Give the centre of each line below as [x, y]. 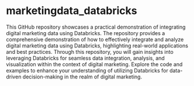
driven [14, 77]
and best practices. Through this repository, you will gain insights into [90, 51]
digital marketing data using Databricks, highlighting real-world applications [97, 46]
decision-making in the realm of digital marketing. [82, 77]
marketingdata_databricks [72, 11]
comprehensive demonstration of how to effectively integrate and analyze [95, 39]
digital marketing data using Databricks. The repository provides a [86, 33]
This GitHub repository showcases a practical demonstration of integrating [96, 27]
